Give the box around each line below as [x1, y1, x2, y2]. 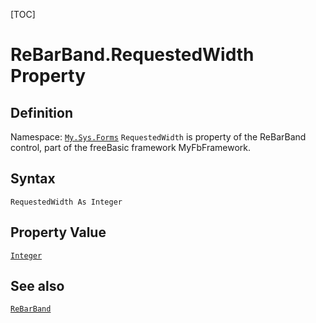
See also [10, 278, 65, 295]
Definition [10, 104, 73, 121]
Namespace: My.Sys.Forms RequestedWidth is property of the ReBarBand [10, 131, 307, 143]
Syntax [10, 170, 56, 188]
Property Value [10, 224, 107, 241]
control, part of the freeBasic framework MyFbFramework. [10, 142, 252, 153]
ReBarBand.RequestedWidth [10, 44, 255, 66]
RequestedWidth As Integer [10, 197, 123, 207]
